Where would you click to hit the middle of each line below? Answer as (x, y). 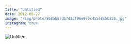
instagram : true (21, 23)
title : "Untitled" (24, 9)
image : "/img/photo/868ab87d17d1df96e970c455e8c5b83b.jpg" (66, 18)
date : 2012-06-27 (23, 14)
